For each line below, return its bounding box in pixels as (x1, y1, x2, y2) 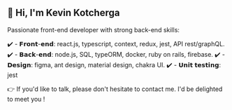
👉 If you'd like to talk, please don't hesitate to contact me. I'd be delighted (7, 85, 223, 93)
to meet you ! (7, 95, 45, 103)
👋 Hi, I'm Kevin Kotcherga (7, 7, 120, 19)
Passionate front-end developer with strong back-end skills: (7, 25, 180, 34)
